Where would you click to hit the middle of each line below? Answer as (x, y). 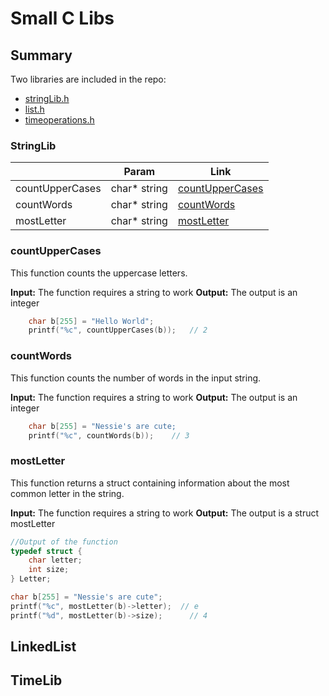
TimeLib (36, 680)
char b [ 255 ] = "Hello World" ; (91, 321)
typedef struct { (46, 551)
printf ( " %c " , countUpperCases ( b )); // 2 (118, 330)
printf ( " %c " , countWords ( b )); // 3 (109, 435)
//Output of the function (64, 542)
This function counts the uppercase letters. (99, 273)
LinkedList (43, 647)
